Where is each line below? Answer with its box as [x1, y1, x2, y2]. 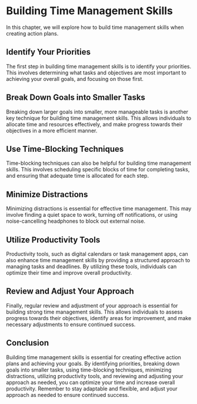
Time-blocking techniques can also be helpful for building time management [6, 159, 191, 167]
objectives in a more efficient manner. [6, 127, 98, 134]
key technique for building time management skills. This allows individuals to [6, 114, 192, 122]
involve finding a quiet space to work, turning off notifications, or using [6, 211, 178, 219]
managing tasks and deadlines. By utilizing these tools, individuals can [6, 263, 177, 270]
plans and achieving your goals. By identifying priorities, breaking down [6, 360, 180, 367]
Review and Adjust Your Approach [6, 286, 134, 297]
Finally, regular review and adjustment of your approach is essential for [6, 302, 178, 309]
